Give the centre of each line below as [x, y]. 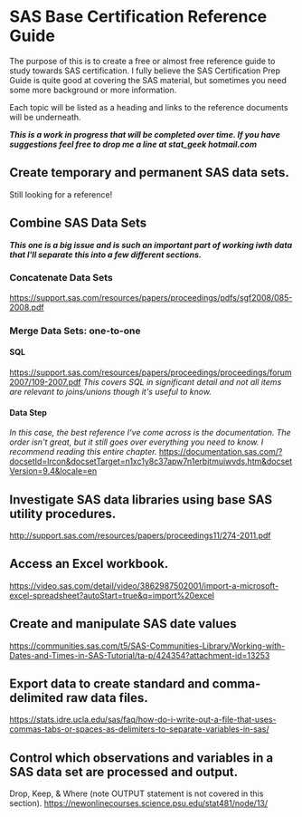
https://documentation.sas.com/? [221, 452]
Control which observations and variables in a [142, 758]
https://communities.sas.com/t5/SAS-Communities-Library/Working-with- [147, 646]
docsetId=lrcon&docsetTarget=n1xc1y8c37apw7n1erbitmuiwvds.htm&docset [151, 461]
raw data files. [108, 698]
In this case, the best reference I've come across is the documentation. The [150, 433]
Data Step [28, 412]
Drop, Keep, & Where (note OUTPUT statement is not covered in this [137, 793]
